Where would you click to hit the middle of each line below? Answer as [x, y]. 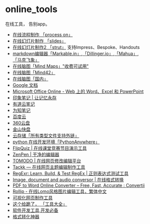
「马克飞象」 [26, 60]
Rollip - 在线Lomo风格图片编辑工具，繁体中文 [60, 191]
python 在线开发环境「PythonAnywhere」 [56, 142]
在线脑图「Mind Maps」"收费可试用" [51, 66]
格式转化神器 [26, 216]
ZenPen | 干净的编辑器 [36, 154]
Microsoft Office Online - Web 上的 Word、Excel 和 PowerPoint [78, 91]
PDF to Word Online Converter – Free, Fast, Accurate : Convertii [79, 185]
